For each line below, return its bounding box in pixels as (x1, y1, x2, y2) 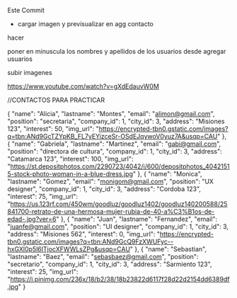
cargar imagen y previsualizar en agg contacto (17, 20, 154, 28)
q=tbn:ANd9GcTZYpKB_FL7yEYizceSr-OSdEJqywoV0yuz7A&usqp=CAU (7, 132, 218, 140)
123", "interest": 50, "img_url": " (7, 125, 99, 133)
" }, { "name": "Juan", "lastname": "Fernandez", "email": (56, 215, 218, 223)
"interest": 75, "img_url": (7, 193, 78, 200)
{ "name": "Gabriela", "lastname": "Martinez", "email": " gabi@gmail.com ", (7, 139, 221, 148)
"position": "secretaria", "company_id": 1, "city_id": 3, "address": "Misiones (7, 117, 225, 125)
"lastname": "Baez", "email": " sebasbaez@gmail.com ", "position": (7, 253, 199, 260)
